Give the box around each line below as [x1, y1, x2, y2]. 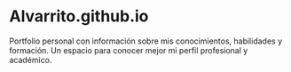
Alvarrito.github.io [9, 6, 149, 27]
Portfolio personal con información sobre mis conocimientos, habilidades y [9, 36, 283, 46]
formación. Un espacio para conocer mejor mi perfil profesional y [9, 44, 248, 55]
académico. [9, 54, 52, 65]
